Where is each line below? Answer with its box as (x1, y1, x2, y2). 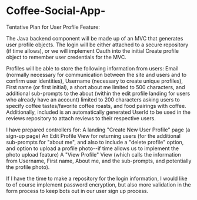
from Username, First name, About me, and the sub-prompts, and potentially (6, 157, 192, 164)
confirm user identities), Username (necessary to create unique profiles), (6, 77, 183, 84)
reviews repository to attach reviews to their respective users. (6, 114, 156, 121)
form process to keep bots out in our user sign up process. (6, 187, 149, 194)
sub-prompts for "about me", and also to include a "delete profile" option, (6, 138, 184, 145)
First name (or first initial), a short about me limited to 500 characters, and (6, 83, 185, 90)
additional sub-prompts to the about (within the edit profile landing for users (6, 90, 191, 97)
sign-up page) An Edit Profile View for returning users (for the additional (6, 132, 181, 139)
